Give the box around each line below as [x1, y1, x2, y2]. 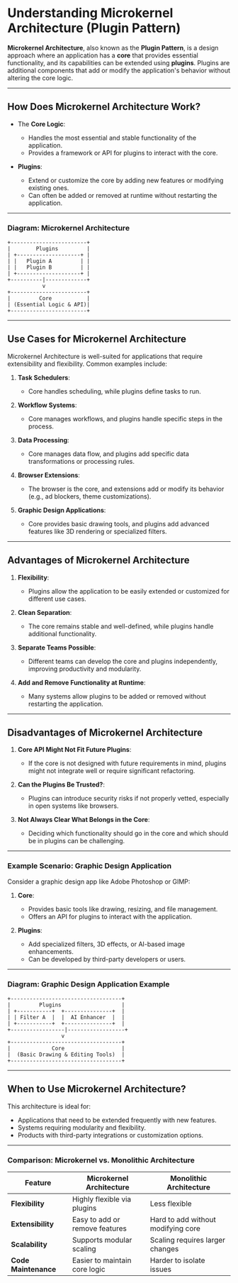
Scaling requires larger [149, 1235, 225, 1245]
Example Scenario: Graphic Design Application [7, 861, 172, 871]
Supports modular [72, 1235, 132, 1245]
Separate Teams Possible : [17, 643, 96, 652]
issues [149, 1265, 172, 1274]
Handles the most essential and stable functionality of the [28, 133, 197, 142]
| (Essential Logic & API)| [7, 301, 91, 309]
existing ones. [28, 183, 69, 192]
